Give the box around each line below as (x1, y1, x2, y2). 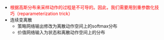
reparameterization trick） (18, 10, 73, 16)
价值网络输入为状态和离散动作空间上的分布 (17, 29, 105, 35)
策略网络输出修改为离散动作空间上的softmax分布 (17, 23, 117, 29)
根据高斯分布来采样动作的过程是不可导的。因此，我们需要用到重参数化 (9, 4, 155, 10)
